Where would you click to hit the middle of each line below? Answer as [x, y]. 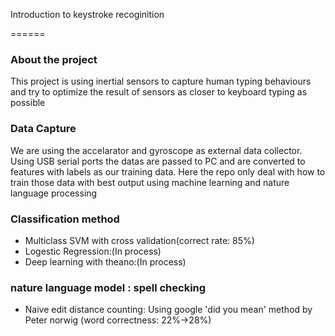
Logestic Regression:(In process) [93, 251]
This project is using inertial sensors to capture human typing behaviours [161, 81]
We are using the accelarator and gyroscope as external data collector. [156, 150]
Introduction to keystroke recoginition [87, 14]
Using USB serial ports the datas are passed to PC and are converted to [158, 161]
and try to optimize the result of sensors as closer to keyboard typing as [159, 92]
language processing [54, 193]
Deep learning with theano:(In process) [105, 261]
